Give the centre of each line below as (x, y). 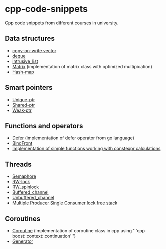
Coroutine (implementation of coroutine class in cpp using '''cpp (79, 231)
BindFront (22, 143)
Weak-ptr (22, 110)
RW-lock (21, 182)
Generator (23, 241)
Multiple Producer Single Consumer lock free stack (65, 203)
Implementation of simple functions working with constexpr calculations (86, 149)
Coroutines (23, 219)
